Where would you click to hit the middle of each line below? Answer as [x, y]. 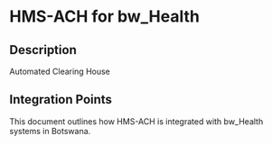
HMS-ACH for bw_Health [105, 17]
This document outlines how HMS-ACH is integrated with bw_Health [136, 121]
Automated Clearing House [60, 71]
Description [43, 50]
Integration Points [61, 100]
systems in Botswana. [50, 131]
